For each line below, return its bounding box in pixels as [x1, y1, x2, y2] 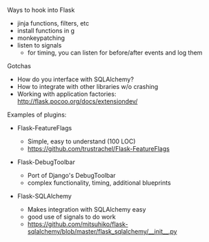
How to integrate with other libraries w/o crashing [17, 83, 159, 90]
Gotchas [7, 62, 31, 70]
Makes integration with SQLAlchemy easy [27, 205, 146, 213]
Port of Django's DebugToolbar [27, 172, 116, 179]
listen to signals [17, 41, 62, 49]
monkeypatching [17, 34, 66, 42]
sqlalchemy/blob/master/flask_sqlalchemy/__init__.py [27, 228, 177, 235]
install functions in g [17, 27, 74, 34]
